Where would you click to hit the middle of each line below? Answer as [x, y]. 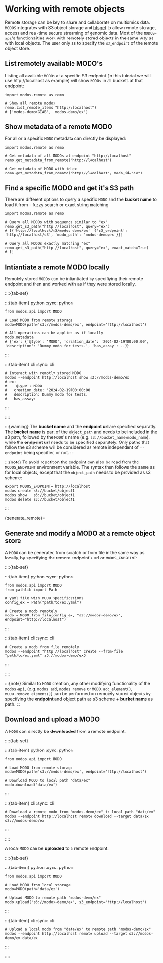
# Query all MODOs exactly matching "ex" [48, 244]
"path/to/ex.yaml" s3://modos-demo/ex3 [45, 655]
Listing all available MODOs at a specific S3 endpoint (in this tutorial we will [78, 75]
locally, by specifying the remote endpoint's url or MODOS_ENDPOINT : [71, 558]
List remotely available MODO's [54, 64]
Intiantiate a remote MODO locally [57, 267]
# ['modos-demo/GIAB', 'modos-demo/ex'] [47, 112]
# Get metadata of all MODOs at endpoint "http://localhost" [68, 156]
